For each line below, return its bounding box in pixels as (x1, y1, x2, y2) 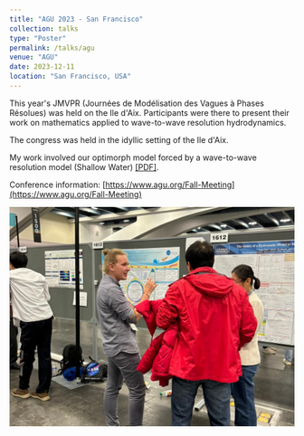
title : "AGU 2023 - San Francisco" (9, 14, 144, 24)
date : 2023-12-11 (9, 62, 75, 71)
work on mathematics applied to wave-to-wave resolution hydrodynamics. (9, 117, 287, 128)
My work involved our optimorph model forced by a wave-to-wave (9, 152, 258, 163)
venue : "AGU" (9, 52, 59, 62)
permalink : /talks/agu (9, 43, 95, 52)
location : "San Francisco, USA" (9, 72, 131, 81)
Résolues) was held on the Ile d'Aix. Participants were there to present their (9, 107, 290, 118)
